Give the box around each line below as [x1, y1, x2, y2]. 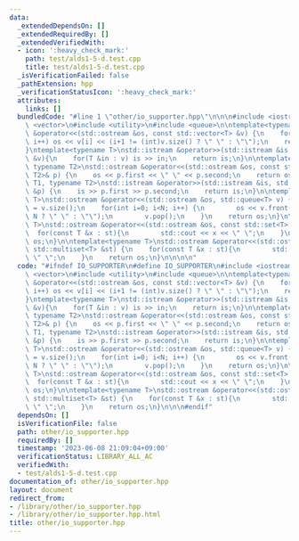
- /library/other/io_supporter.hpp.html [9, 510, 162, 520]
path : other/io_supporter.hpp [17, 427, 129, 437]
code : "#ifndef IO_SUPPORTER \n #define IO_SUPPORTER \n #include [17, 262, 253, 271]
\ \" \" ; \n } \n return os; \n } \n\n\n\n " [25, 253, 198, 263]
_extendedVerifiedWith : [17, 37, 105, 47]
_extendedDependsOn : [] [17, 21, 105, 30]
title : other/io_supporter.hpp [9, 519, 125, 528]
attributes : [17, 95, 62, 105]
